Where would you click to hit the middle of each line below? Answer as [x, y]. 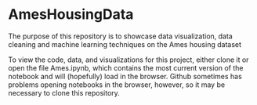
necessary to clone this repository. [64, 92]
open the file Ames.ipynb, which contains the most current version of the [126, 67]
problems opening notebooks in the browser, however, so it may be [117, 85]
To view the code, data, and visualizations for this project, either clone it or [128, 60]
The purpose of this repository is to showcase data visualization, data [120, 36]
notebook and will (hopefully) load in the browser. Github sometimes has [125, 76]
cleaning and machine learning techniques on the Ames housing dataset [125, 44]
